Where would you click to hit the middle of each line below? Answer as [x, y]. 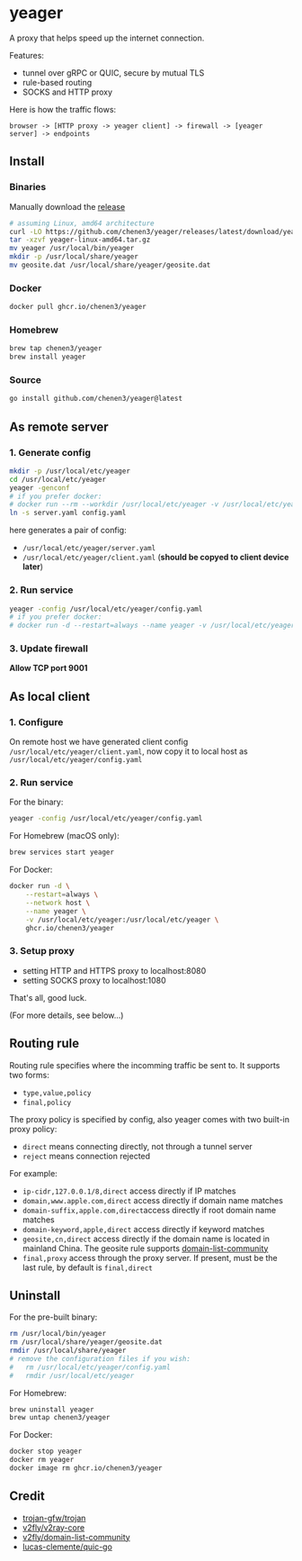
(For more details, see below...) [67, 1015]
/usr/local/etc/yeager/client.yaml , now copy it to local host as [129, 751]
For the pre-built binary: [53, 1317]
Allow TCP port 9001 [49, 668]
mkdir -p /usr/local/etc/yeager [70, 471]
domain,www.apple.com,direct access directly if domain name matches [152, 1200]
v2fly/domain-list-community [76, 1537]
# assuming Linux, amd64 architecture [82, 223]
